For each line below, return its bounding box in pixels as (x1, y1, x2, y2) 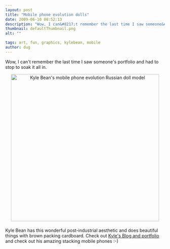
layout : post (5, 7, 33, 13)
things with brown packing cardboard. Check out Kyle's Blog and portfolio (5, 232, 159, 238)
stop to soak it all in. (5, 64, 47, 70)
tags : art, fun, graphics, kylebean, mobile (5, 40, 101, 46)
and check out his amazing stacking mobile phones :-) (5, 238, 119, 244)
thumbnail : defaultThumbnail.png (5, 26, 76, 31)
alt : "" (5, 31, 22, 36)
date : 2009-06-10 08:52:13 (5, 17, 62, 22)
